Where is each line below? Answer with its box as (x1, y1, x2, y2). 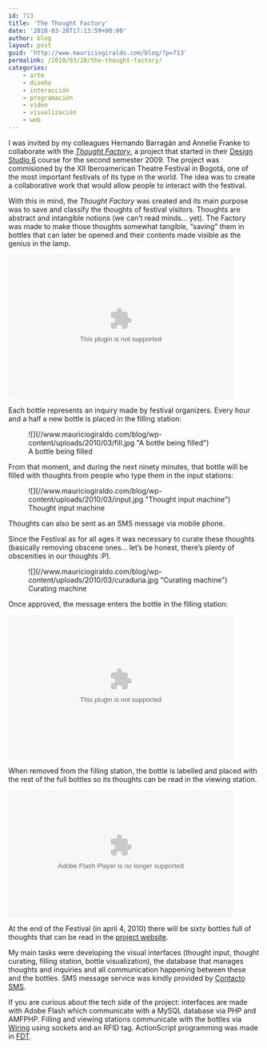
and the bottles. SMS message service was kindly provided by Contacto (8, 973, 245, 982)
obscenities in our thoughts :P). (8, 550, 112, 561)
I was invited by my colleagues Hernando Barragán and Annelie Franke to (8, 138, 250, 147)
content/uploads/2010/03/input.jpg (28, 494, 144, 504)
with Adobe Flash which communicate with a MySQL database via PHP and (8, 1006, 257, 1015)
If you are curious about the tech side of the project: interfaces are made (8, 997, 248, 1006)
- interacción (22, 86, 70, 95)
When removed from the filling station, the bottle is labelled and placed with (8, 766, 257, 776)
